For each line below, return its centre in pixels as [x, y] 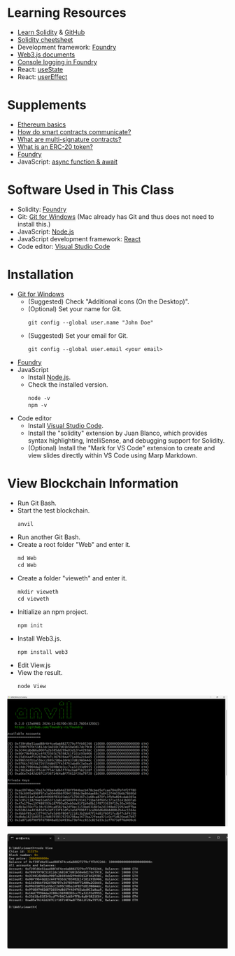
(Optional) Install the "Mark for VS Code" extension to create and [121, 448]
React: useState [40, 69]
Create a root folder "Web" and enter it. [74, 544]
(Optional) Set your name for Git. [75, 308]
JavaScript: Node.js [46, 231]
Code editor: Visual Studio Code [64, 246]
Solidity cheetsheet [45, 39]
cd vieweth [33, 599]
